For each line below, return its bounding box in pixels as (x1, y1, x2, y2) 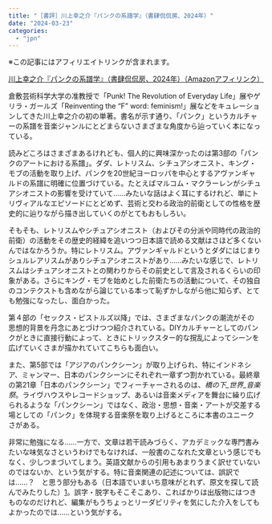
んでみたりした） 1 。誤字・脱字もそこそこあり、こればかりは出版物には (8, 487, 243, 498)
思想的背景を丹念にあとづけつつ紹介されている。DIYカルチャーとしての (8, 323, 245, 333)
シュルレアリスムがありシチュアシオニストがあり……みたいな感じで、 (8, 256, 238, 266)
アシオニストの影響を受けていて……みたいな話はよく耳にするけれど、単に (8, 189, 252, 198)
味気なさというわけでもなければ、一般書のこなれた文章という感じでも (29, 447, 262, 457)
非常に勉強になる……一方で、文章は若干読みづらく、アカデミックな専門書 (8, 437, 253, 447)
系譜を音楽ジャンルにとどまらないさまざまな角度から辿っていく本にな (22, 121, 254, 131)
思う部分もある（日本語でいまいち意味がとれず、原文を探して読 (48, 477, 259, 487)
